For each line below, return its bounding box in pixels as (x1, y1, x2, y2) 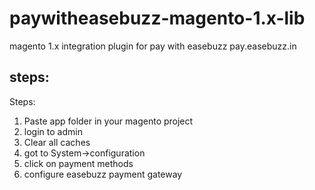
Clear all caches (23, 136, 91, 148)
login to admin (23, 125, 83, 137)
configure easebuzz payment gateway (23, 168, 183, 180)
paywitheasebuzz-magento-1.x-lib (9, 7, 306, 30)
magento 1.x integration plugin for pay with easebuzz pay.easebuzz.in (9, 40, 297, 52)
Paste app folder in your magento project (23, 115, 194, 127)
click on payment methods (23, 157, 134, 169)
